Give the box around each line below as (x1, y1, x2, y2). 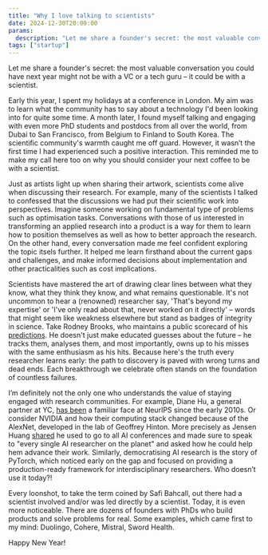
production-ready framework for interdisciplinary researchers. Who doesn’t (8, 465, 257, 474)
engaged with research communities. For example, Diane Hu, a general (8, 397, 242, 406)
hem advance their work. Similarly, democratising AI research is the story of (8, 448, 258, 458)
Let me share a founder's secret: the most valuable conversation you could (8, 63, 254, 73)
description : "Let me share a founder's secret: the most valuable (15, 34, 245, 42)
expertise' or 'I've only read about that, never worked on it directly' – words (8, 305, 255, 315)
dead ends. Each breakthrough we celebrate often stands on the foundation (8, 364, 258, 374)
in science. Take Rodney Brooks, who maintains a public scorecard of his (8, 322, 249, 331)
